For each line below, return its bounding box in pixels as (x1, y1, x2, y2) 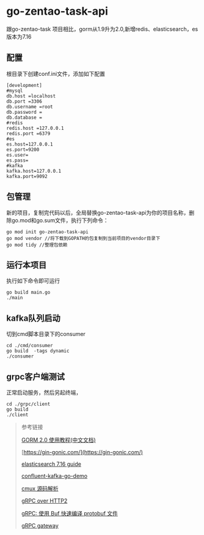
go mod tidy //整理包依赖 (6, 242, 68, 248)
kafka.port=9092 (6, 173, 48, 179)
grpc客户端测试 (6, 372, 65, 382)
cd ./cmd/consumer (6, 343, 53, 349)
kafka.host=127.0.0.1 (6, 168, 62, 174)
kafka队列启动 (6, 313, 61, 323)
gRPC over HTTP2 (21, 497, 68, 504)
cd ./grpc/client (6, 401, 51, 407)
